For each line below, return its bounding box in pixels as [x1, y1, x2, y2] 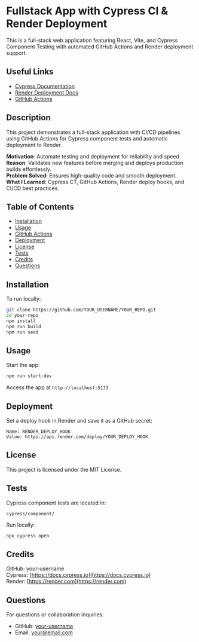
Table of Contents [6, 201, 75, 212]
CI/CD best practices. [6, 184, 60, 192]
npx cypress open [6, 533, 50, 539]
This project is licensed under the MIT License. [6, 466, 122, 473]
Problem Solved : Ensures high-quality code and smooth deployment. [6, 172, 177, 179]
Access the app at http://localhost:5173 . [6, 384, 111, 391]
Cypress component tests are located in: [6, 499, 106, 506]
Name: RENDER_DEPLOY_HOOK [6, 429, 71, 435]
